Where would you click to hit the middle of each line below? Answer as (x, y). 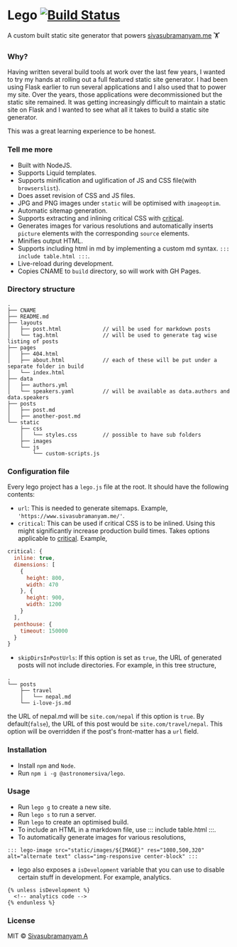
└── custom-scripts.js (66, 453)
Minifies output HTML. (50, 240)
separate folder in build (45, 366)
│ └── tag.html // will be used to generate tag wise (112, 335)
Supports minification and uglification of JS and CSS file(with (107, 180)
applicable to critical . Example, (62, 539)
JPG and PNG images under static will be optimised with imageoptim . (119, 203)
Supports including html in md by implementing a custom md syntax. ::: (123, 248)
